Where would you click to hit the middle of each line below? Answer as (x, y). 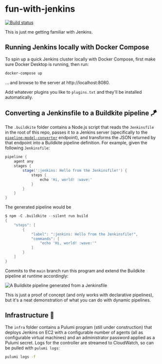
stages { (23, 166)
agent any (24, 162)
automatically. (19, 97)
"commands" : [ (45, 239)
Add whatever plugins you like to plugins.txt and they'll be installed (73, 92)
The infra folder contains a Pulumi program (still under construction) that (79, 327)
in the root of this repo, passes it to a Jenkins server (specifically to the (76, 132)
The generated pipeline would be (38, 207)
